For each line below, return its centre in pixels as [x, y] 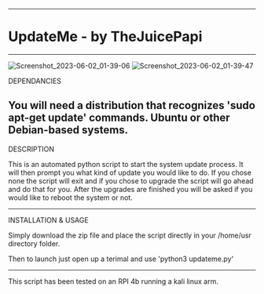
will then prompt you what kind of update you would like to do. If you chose [130, 172]
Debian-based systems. [68, 130]
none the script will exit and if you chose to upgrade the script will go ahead [131, 180]
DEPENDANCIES [35, 81]
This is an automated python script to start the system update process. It [126, 164]
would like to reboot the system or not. [71, 198]
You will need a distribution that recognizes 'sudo [132, 105]
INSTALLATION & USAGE [48, 220]
